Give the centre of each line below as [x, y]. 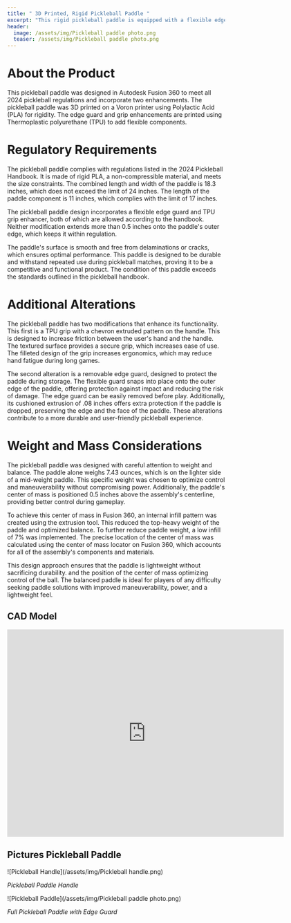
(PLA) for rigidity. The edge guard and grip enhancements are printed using [115, 115]
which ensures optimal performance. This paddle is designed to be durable [114, 254]
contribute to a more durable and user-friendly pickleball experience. [105, 418]
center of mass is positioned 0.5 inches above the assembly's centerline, [111, 494]
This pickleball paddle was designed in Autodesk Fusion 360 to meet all [109, 93]
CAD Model [32, 616]
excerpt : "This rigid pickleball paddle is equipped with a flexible [110, 20]
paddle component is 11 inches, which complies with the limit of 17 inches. [112, 198]
